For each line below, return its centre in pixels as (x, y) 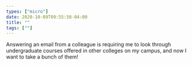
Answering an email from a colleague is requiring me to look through (89, 45)
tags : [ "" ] (19, 28)
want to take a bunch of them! (42, 57)
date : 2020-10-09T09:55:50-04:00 (47, 17)
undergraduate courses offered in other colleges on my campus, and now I (96, 51)
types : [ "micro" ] (27, 11)
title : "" (18, 22)
